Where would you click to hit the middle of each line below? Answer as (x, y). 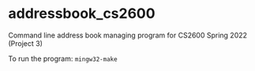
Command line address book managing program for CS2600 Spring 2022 (127, 35)
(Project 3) (26, 43)
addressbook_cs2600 (82, 14)
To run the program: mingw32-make (63, 59)
